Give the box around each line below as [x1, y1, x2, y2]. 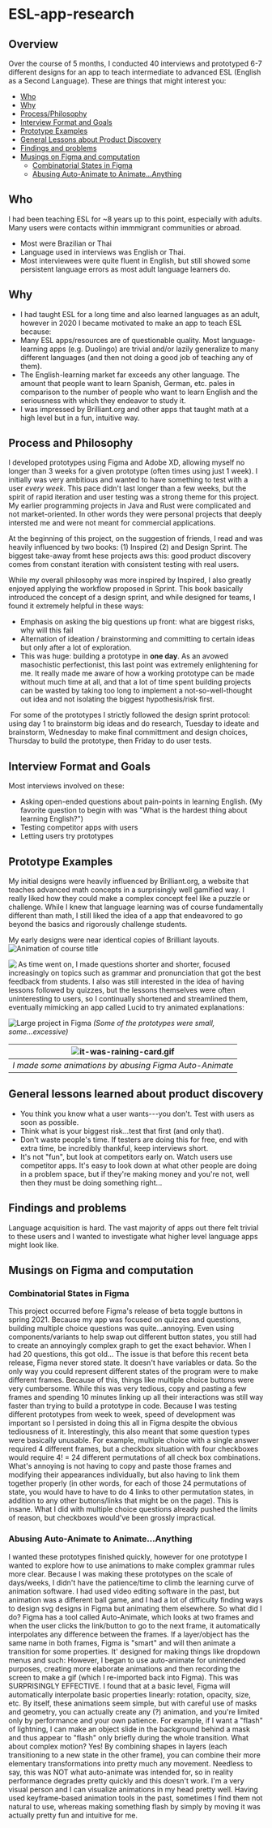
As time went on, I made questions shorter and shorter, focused [18, 959, 231, 969]
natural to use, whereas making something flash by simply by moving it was [8, 1801, 261, 1811]
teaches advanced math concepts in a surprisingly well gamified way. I [8, 885, 244, 895]
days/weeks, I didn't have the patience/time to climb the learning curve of [8, 1577, 255, 1587]
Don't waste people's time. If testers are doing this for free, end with [19, 1135, 249, 1144]
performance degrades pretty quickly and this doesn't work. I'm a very [8, 1775, 244, 1785]
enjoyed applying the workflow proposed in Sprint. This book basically [8, 584, 244, 594]
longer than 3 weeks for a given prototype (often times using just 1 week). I [8, 466, 258, 476]
